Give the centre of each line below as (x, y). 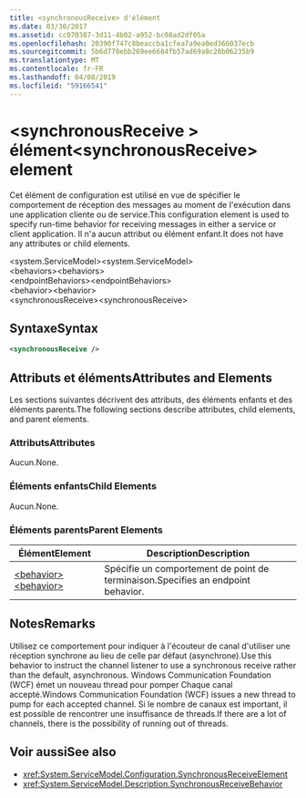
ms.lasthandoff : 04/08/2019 (63, 78)
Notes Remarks (52, 624)
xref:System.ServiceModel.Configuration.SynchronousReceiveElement (155, 774)
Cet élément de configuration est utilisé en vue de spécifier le (125, 195)
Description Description (198, 553)
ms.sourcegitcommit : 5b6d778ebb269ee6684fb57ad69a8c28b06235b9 (132, 52)
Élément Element (54, 553)
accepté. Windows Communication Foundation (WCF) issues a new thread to (153, 694)
